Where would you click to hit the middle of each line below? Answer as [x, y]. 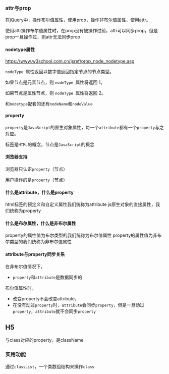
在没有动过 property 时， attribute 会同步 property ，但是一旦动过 [78, 305]
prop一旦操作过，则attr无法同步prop [43, 37]
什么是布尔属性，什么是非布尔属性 [41, 223]
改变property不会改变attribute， [46, 298]
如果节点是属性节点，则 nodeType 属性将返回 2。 [55, 93]
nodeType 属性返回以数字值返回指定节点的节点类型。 [60, 71]
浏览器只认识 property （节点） [37, 169]
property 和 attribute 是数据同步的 [47, 277]
